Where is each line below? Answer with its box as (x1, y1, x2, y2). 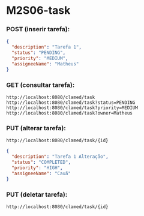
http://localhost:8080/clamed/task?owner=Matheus (6, 110, 133, 116)
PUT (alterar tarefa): (6, 124, 66, 132)
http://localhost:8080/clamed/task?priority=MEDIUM (6, 105, 138, 111)
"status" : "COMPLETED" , (11, 160, 71, 166)
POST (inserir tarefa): (6, 25, 70, 34)
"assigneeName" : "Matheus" (11, 61, 79, 67)
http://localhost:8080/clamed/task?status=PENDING (6, 100, 136, 106)
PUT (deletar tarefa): (6, 190, 68, 199)
